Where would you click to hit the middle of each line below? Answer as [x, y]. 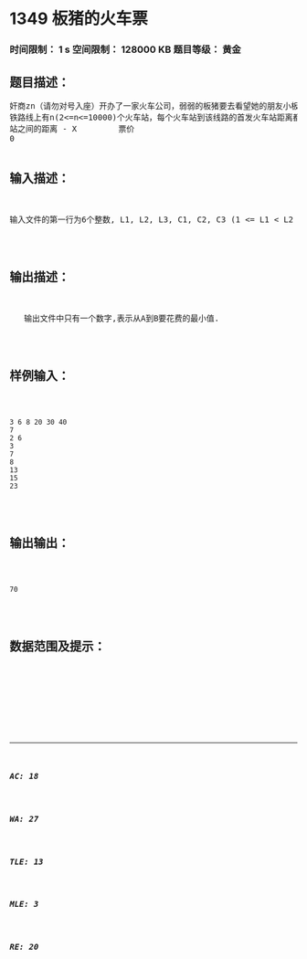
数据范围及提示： [58, 646]
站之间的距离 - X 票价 [72, 128]
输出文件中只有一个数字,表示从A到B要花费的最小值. [122, 318]
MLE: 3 [24, 904]
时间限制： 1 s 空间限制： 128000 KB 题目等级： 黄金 [126, 49]
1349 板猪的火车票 [79, 19]
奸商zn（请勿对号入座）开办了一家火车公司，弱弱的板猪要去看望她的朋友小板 [154, 105]
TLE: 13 [26, 861]
